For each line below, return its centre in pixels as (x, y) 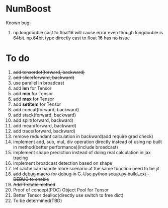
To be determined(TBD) (37, 200)
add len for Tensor (32, 88)
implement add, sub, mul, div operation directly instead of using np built (88, 142)
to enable (39, 179)
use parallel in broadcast (38, 83)
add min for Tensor (33, 93)
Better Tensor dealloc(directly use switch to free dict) (68, 195)
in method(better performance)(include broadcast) (66, 147)
